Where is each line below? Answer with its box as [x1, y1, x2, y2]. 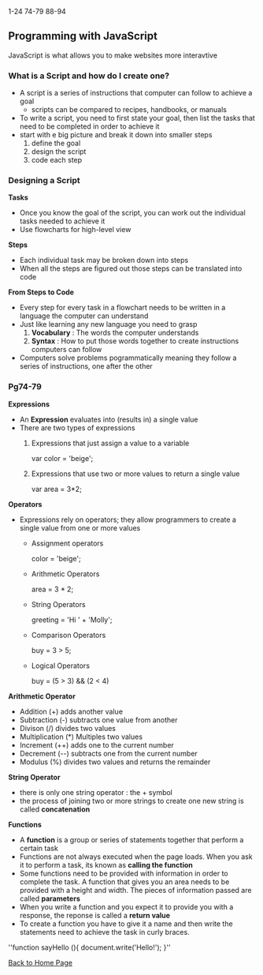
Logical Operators [31, 661, 91, 670]
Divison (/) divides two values [19, 723, 117, 733]
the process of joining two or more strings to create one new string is [19, 796, 244, 805]
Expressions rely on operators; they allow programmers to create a [19, 515, 236, 524]
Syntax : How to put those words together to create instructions [31, 336, 239, 346]
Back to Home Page [8, 958, 73, 967]
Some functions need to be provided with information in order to [19, 868, 228, 878]
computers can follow [31, 345, 102, 354]
